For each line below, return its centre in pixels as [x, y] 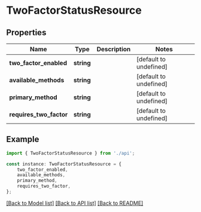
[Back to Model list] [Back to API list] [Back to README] [75, 203]
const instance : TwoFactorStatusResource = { [64, 164]
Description [114, 49]
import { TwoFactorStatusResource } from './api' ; [71, 153]
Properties [26, 33]
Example [23, 139]
